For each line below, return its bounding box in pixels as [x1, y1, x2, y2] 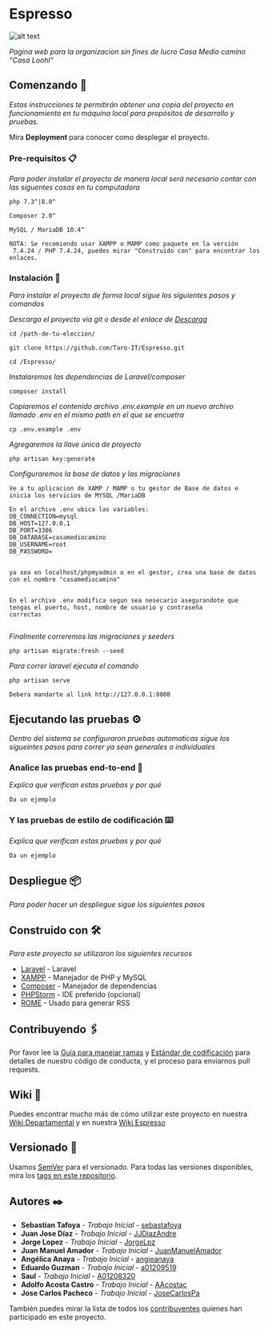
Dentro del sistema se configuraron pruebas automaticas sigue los [9, 734, 230, 743]
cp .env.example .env [9, 426, 82, 434]
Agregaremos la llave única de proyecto [9, 439, 142, 449]
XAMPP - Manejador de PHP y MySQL [20, 973, 147, 983]
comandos [9, 299, 45, 309]
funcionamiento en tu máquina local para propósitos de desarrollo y [9, 108, 234, 118]
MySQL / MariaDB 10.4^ [9, 226, 85, 234]
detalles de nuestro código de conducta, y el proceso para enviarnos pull [9, 1056, 250, 1066]
